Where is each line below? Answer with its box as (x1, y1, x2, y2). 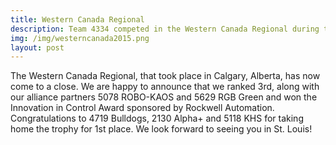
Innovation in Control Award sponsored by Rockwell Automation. (10, 102, 275, 114)
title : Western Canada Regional (10, 14, 145, 25)
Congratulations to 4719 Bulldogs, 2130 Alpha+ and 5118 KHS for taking (10, 112, 304, 125)
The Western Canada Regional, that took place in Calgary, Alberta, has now (10, 70, 321, 82)
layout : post (10, 42, 65, 53)
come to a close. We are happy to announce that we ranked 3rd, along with (10, 81, 320, 93)
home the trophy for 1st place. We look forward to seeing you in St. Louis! (10, 123, 313, 135)
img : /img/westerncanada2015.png (10, 33, 150, 43)
